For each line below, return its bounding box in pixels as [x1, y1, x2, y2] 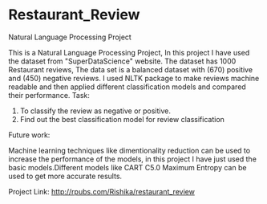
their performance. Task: [8, 90, 91, 100]
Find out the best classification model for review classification [19, 114, 225, 124]
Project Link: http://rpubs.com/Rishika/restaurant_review [8, 186, 195, 196]
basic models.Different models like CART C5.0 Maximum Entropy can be [8, 162, 247, 172]
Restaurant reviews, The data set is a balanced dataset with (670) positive [8, 64, 253, 74]
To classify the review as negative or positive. [19, 106, 171, 116]
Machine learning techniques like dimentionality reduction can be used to [8, 145, 251, 155]
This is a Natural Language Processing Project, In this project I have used [8, 47, 250, 57]
